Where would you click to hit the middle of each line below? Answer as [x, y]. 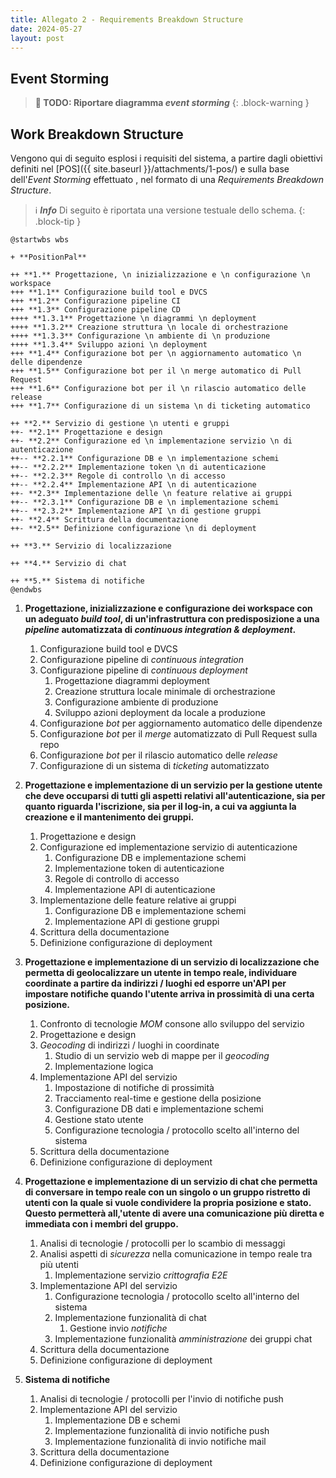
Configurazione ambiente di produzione [136, 702]
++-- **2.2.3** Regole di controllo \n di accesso [118, 476]
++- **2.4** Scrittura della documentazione [104, 520]
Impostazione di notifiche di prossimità [134, 1087]
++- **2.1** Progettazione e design [86, 432]
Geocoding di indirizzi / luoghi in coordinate [129, 1045]
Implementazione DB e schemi [117, 1420]
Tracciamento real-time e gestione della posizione [158, 1098]
